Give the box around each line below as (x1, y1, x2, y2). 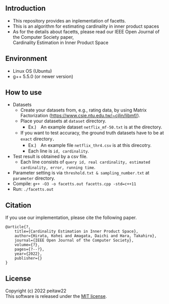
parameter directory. (12, 175, 55, 181)
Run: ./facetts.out (12, 186, 54, 192)
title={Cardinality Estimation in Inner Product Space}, (14, 229, 139, 234)
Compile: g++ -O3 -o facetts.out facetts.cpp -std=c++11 (12, 181, 137, 187)
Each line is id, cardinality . (28, 148, 90, 154)
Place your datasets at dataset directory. (20, 118, 107, 124)
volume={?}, (14, 243, 40, 248)
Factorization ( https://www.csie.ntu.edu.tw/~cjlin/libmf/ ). (20, 113, 140, 119)
